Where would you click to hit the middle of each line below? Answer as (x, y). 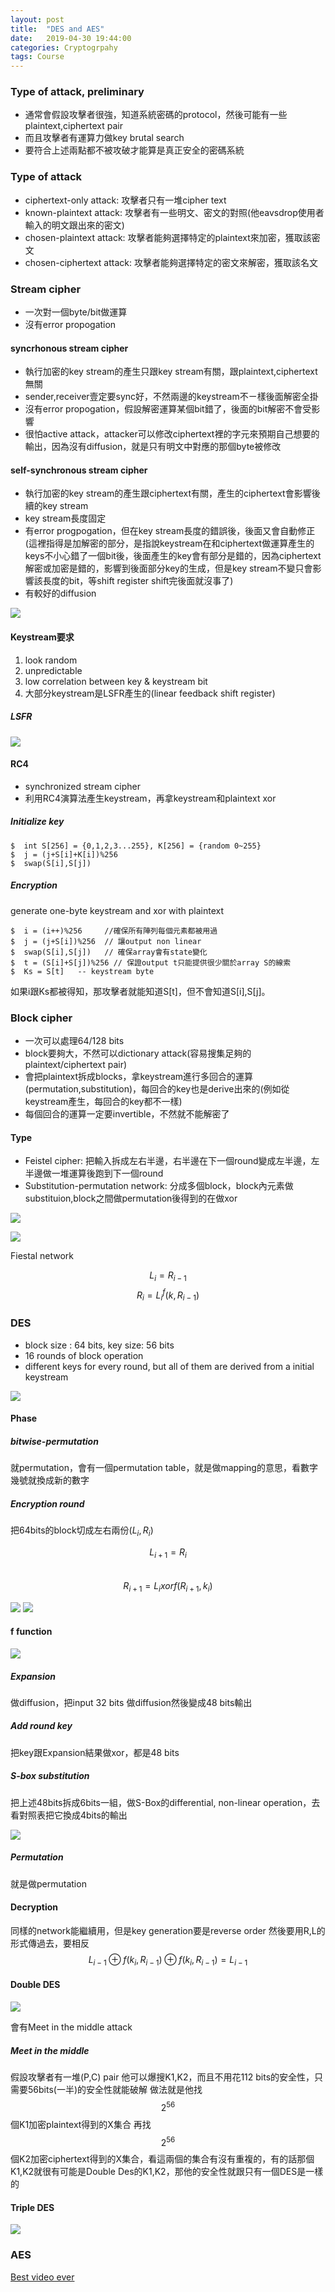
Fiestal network (42, 1256)
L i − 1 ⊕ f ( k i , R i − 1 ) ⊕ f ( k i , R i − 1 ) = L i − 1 (168, 1960)
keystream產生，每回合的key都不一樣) (103, 1102)
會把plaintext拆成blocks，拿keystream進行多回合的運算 (139, 1077)
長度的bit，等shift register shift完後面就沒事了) (138, 581)
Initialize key (37, 822)
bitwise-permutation (54, 1441)
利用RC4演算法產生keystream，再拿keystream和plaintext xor (150, 798)
